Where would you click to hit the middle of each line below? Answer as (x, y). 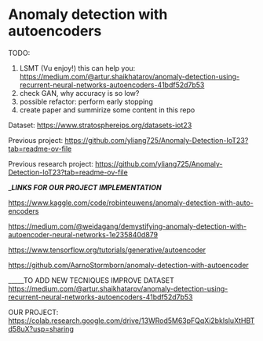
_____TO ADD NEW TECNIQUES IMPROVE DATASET (91, 280)
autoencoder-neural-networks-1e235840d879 (83, 234)
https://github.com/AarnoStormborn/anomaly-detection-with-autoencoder (128, 265)
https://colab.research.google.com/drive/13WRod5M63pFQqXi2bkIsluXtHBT (131, 321)
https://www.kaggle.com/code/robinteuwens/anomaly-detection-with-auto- (131, 203)
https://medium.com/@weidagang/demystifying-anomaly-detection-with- (128, 226)
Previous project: (36, 140)
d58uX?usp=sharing (41, 328)
